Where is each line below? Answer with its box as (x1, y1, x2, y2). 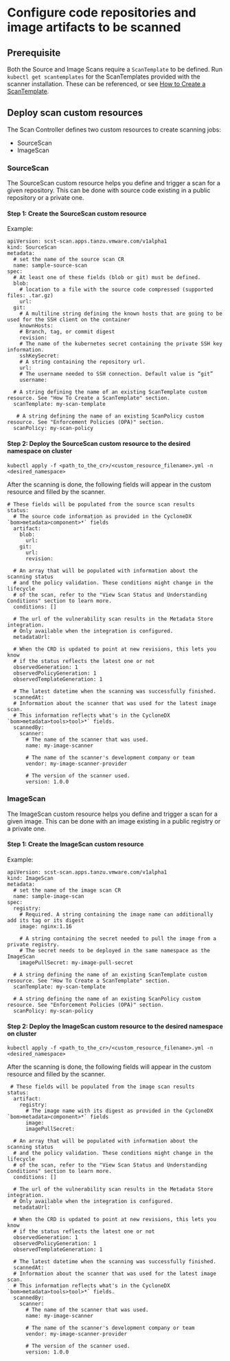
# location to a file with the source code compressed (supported (19, 286, 214, 294)
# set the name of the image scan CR (13, 887, 122, 894)
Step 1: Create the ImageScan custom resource (7, 840, 144, 848)
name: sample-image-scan (13, 893, 84, 900)
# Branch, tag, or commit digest (19, 329, 115, 336)
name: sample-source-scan (13, 262, 88, 269)
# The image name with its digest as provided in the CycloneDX (25, 1107, 214, 1114)
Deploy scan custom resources (7, 107, 143, 119)
